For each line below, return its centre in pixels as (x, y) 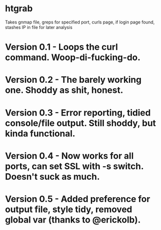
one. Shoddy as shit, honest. (64, 90)
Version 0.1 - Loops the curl (61, 47)
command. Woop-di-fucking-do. (73, 57)
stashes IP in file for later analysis (39, 27)
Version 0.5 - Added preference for (78, 199)
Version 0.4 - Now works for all (70, 156)
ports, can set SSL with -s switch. (74, 166)
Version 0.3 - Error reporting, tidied (78, 113)
